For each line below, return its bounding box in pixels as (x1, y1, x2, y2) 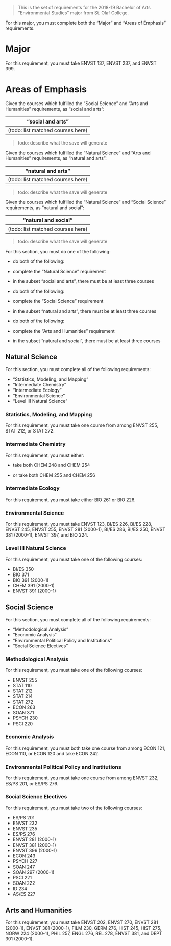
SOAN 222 (12, 880, 35, 886)
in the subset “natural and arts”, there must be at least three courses (12, 307, 157, 314)
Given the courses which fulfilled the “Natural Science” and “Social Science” (5, 199, 166, 205)
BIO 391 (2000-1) (12, 577, 49, 583)
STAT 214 (12, 693, 33, 700)
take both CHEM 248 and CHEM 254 (12, 462, 90, 468)
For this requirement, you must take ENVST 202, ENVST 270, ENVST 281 (5, 919, 158, 926)
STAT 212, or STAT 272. (5, 427, 55, 434)
